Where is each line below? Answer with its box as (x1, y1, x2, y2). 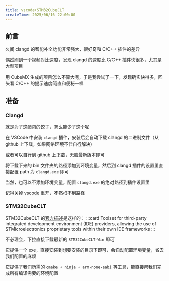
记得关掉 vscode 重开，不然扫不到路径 (5, 190, 85, 196)
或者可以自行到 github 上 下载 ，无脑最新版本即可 (5, 152, 105, 158)
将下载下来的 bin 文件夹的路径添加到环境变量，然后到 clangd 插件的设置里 (5, 162, 159, 168)
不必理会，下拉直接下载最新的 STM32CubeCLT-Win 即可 (5, 236, 115, 242)
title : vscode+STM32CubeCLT (5, 7, 65, 13)
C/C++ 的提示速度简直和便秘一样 (15, 80, 84, 86)
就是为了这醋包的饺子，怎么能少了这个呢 (5, 124, 89, 130)
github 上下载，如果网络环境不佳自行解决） (5, 141, 95, 147)
